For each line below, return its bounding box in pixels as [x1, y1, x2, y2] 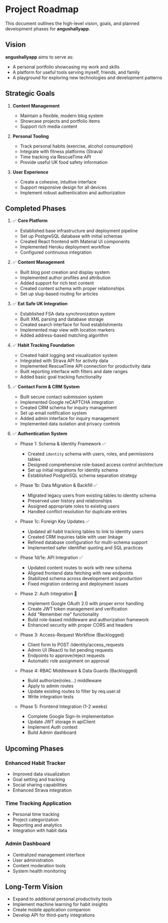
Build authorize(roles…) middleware [27, 678, 102, 684]
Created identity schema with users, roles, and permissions [27, 451, 154, 457]
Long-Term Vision [5, 882, 63, 891]
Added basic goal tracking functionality [20, 374, 102, 380]
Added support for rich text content [20, 280, 94, 286]
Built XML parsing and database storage [20, 316, 104, 323]
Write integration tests [27, 694, 74, 700]
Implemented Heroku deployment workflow [20, 244, 110, 250]
